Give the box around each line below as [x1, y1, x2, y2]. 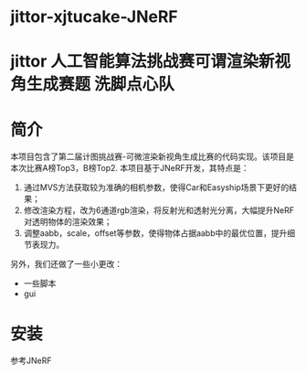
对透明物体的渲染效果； [23, 217, 112, 228]
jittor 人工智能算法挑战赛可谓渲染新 [10, 51, 275, 72]
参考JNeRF [10, 355, 52, 367]
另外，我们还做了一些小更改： [10, 259, 122, 270]
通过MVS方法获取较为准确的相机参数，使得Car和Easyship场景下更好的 [23, 182, 290, 193]
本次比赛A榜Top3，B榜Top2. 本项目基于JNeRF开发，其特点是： [10, 163, 249, 174]
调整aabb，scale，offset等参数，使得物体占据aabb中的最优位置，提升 [23, 228, 288, 239]
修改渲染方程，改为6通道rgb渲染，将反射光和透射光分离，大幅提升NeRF [23, 205, 295, 216]
